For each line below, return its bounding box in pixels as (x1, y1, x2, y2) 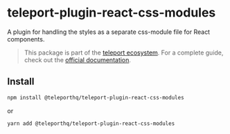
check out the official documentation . (24, 55, 132, 64)
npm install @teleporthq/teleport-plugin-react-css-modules (7, 94, 185, 101)
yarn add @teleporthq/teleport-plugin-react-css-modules (7, 119, 175, 127)
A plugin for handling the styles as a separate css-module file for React (7, 28, 210, 36)
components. (7, 35, 45, 43)
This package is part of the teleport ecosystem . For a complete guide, (24, 48, 224, 57)
